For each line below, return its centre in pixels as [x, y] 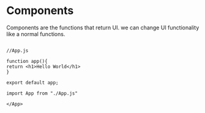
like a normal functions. [36, 34]
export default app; [33, 82]
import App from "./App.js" [42, 93]
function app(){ [27, 61]
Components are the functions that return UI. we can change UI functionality [103, 27]
